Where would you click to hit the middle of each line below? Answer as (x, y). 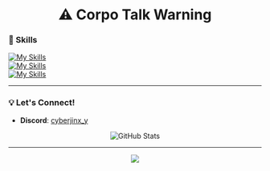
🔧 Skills (23, 40)
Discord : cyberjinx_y (54, 120)
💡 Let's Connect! (42, 103)
